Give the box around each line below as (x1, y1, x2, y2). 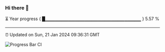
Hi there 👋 (5, 4, 29, 11)
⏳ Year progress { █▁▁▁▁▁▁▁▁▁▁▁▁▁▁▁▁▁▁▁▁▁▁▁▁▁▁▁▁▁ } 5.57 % (5, 16, 160, 22)
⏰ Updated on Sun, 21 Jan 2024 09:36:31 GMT (5, 32, 100, 38)
